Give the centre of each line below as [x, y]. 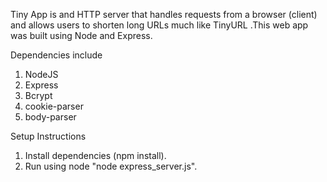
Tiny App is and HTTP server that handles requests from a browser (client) [164, 14]
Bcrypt [38, 95]
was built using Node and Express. [81, 35]
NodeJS [41, 74]
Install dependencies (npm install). [95, 155]
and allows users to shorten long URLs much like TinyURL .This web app [159, 25]
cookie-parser [54, 106]
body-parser [50, 117]
